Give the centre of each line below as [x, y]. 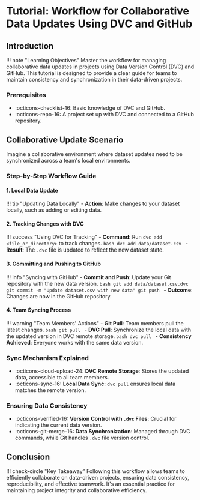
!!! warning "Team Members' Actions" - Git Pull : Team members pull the [95, 323]
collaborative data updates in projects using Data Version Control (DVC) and [100, 67]
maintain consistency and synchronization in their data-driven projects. [94, 80]
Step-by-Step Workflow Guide [51, 176]
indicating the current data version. [58, 425]
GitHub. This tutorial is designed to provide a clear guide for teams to [92, 73]
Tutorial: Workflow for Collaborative [98, 11]
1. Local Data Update [32, 190]
